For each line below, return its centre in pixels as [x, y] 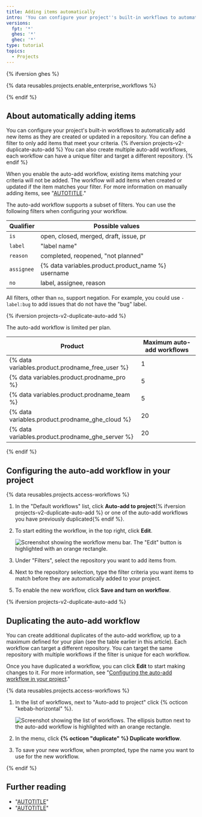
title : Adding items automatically [51, 12]
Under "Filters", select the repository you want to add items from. [96, 561]
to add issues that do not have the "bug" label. [90, 304]
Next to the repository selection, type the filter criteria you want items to [104, 572]
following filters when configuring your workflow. [67, 211]
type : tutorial [25, 46]
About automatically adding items [71, 116]
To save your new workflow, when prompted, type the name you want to [104, 750]
